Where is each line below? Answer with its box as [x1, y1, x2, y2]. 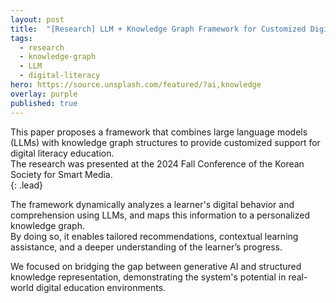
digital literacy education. [10, 147, 115, 159]
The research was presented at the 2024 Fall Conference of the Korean [10, 157, 305, 170]
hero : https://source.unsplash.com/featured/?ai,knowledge [10, 80, 262, 90]
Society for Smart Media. [10, 168, 113, 180]
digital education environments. [35, 281, 167, 293]
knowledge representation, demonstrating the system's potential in [10, 271, 287, 283]
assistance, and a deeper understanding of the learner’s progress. [10, 241, 283, 253]
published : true [10, 98, 78, 108]
